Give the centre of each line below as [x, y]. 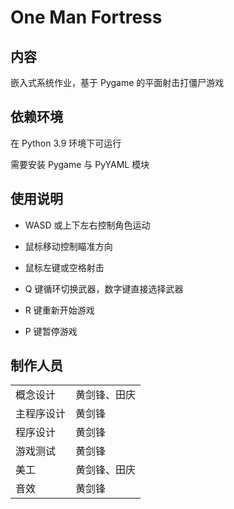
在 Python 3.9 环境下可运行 [66, 143]
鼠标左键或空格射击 [64, 267]
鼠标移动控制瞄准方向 [68, 246]
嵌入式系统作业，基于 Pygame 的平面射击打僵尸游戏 [117, 82]
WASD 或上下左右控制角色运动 [87, 225]
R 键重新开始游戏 [59, 310]
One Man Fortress [86, 17]
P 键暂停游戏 [51, 331]
